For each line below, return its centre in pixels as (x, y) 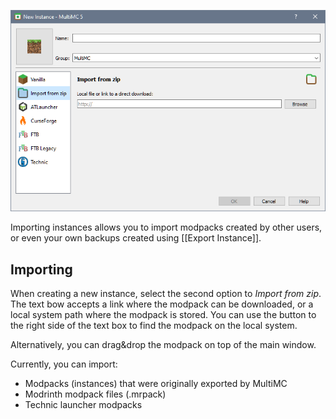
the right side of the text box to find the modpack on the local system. (154, 326)
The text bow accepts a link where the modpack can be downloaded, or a (162, 304)
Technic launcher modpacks (83, 405)
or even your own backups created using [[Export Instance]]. (136, 238)
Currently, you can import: (64, 364)
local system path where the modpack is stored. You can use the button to (163, 315)
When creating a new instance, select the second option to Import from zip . (166, 294)
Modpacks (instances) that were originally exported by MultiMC (156, 384)
